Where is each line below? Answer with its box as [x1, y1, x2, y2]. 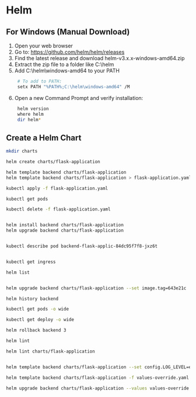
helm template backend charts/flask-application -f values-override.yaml [6, 375, 190, 381]
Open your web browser [14, 42, 73, 49]
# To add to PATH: [17, 78, 62, 84]
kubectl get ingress [6, 258, 57, 265]
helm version [17, 106, 49, 112]
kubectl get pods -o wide [6, 306, 69, 312]
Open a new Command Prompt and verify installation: [14, 94, 143, 101]
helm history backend [6, 296, 59, 302]
